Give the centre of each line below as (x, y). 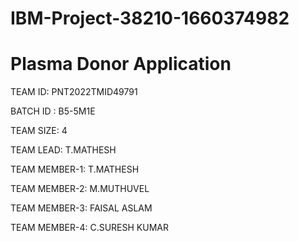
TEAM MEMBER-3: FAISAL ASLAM (81, 208)
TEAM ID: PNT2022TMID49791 (74, 92)
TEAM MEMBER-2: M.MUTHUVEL (80, 189)
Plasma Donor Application (121, 64)
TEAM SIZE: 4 (39, 131)
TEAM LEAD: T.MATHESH (63, 150)
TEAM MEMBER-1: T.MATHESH (75, 169)
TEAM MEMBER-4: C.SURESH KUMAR (89, 228)
